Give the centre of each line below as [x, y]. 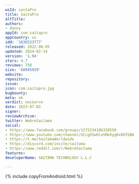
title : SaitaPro [22, 14]
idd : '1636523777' [24, 42]
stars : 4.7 [16, 61]
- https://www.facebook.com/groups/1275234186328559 [61, 130]
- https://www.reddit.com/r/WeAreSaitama [49, 149]
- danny [13, 28]
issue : [12, 84]
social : [13, 125]
